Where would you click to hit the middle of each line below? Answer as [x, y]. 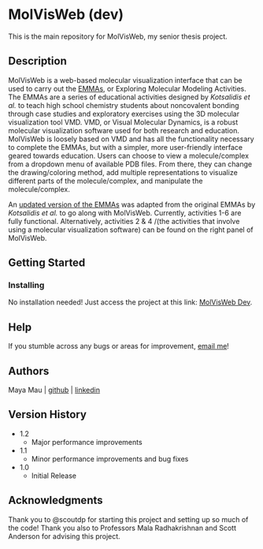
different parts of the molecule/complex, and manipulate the [106, 181]
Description [37, 61]
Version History [47, 415]
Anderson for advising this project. [64, 536]
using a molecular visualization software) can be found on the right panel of [131, 230]
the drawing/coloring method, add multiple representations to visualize [123, 172]
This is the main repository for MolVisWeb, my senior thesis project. [118, 36]
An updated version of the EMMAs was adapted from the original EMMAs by [132, 204]
